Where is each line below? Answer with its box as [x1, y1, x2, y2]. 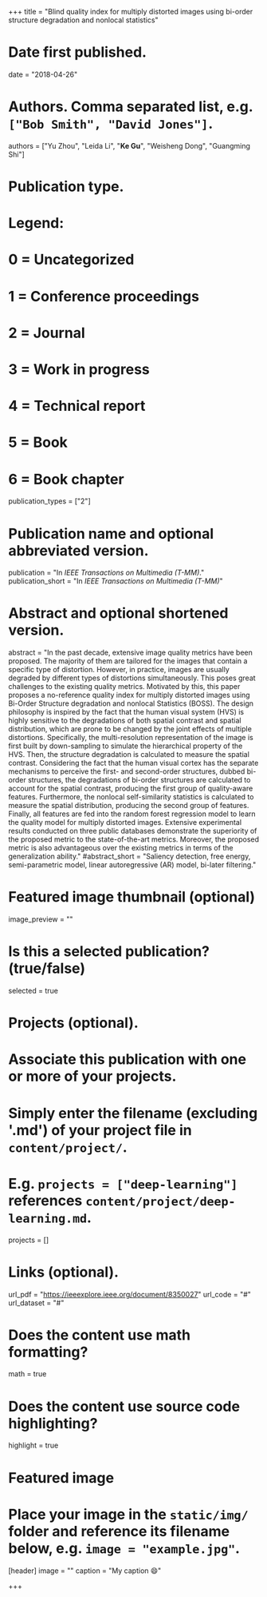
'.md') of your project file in [8, 1121, 193, 1139]
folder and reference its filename [8, 1522, 230, 1540]
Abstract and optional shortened [8, 604, 229, 623]
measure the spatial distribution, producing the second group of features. [8, 801, 249, 810]
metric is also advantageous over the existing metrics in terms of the [8, 843, 234, 853]
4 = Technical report [8, 397, 146, 415]
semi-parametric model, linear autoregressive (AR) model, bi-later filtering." [8, 860, 257, 870]
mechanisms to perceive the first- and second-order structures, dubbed [8, 767, 245, 776]
